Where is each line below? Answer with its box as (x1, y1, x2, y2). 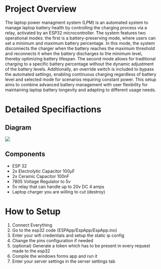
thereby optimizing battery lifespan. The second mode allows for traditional (5, 56, 156, 61)
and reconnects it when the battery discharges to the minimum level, (5, 50, 143, 57)
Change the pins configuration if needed (12, 237, 93, 243)
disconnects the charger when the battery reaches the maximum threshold (5, 45, 155, 51)
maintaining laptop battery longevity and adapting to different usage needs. (5, 87, 157, 93)
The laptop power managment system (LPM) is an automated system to (5, 19, 148, 25)
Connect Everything (12, 222, 53, 228)
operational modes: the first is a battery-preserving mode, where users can (5, 35, 156, 41)
